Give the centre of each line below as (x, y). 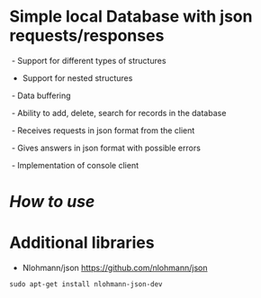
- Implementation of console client (75, 165)
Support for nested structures (77, 77)
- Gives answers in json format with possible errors (106, 148)
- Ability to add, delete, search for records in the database (119, 113)
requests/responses (87, 36)
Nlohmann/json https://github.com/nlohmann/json (115, 268)
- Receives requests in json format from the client (103, 130)
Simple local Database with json (131, 17)
